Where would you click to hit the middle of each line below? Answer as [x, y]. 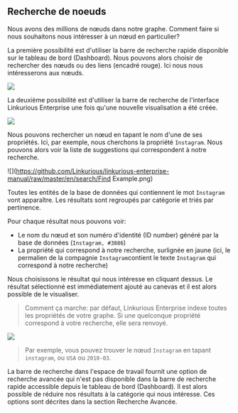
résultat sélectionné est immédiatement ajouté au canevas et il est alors [112, 286]
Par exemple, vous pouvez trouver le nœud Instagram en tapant [118, 350]
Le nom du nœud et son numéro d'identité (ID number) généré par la [118, 235]
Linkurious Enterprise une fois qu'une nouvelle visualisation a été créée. [113, 107]
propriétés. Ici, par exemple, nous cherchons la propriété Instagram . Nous [115, 142]
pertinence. [24, 207]
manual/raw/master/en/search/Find [59, 178]
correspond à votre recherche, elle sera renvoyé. [96, 323]
